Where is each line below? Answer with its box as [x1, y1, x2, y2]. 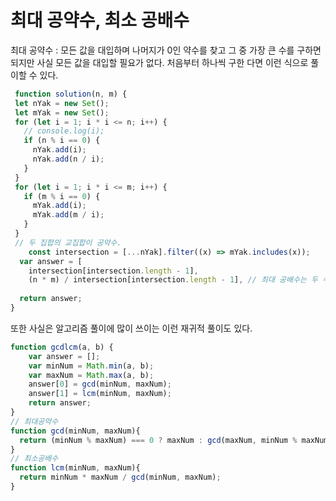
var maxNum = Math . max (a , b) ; [28, 370, 155, 380]
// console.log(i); [23, 126, 105, 136]
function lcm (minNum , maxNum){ [10, 463, 141, 473]
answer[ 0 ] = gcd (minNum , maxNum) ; [28, 379, 172, 390]
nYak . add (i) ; [32, 145, 87, 155]
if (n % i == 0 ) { [23, 136, 101, 146]
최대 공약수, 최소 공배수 [10, 9, 190, 32]
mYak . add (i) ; [32, 201, 87, 211]
